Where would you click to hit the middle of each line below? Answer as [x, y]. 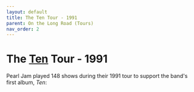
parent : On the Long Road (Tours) [50, 23]
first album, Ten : [27, 82]
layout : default [27, 12]
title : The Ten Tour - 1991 [42, 18]
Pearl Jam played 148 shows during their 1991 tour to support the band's [97, 76]
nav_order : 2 [23, 29]
